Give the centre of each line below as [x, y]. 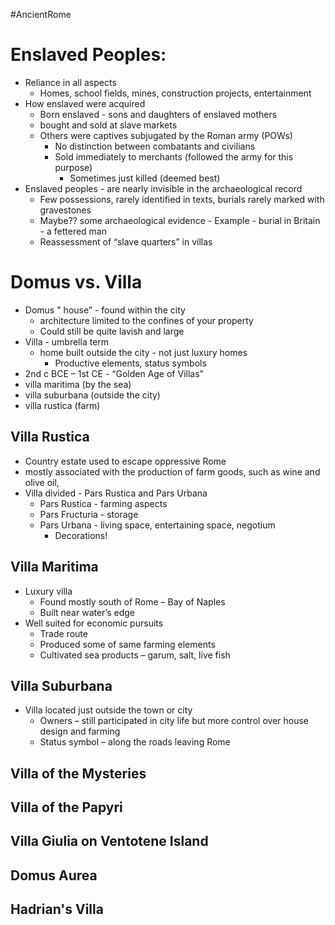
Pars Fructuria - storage [89, 514]
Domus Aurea [54, 875]
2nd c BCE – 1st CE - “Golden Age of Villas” [114, 373]
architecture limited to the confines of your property [146, 320]
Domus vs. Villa [76, 282]
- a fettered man [73, 231]
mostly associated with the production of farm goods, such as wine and [172, 471]
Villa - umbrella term [67, 341]
